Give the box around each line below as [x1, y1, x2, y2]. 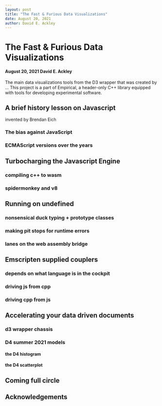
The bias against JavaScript [5, 129, 72, 135]
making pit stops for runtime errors [5, 227, 90, 234]
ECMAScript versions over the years [5, 142, 93, 149]
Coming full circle [5, 376, 60, 385]
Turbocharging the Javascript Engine [5, 157, 121, 165]
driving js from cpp [5, 283, 51, 290]
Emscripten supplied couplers [5, 255, 98, 264]
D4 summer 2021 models [5, 339, 66, 346]
